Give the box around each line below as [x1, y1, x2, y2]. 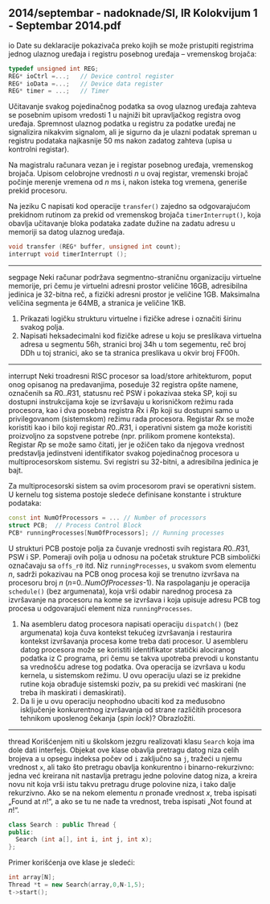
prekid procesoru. [8, 185, 67, 196]
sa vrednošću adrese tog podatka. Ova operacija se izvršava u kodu [19, 661, 246, 672]
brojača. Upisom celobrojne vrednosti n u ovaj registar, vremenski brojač [8, 169, 249, 178]
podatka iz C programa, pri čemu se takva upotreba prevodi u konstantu [19, 653, 259, 663]
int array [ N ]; [8, 873, 56, 881]
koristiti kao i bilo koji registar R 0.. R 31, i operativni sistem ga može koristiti [8, 423, 252, 432]
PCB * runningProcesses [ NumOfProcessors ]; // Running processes [8, 528, 225, 537]
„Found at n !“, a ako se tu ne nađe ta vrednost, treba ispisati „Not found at [8, 796, 252, 806]
